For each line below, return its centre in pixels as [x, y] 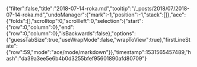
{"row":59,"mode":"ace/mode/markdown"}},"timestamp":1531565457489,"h [99, 52]
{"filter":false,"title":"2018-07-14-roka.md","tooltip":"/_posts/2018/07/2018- [98, 9]
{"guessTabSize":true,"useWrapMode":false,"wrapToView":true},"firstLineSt [99, 40]
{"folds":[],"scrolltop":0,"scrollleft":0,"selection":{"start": [75, 21]
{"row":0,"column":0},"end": [41, 27]
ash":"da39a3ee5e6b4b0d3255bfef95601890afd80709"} [77, 58]
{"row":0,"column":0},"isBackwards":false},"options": [71, 33]
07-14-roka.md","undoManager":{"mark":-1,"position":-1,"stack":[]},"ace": [96, 15]
